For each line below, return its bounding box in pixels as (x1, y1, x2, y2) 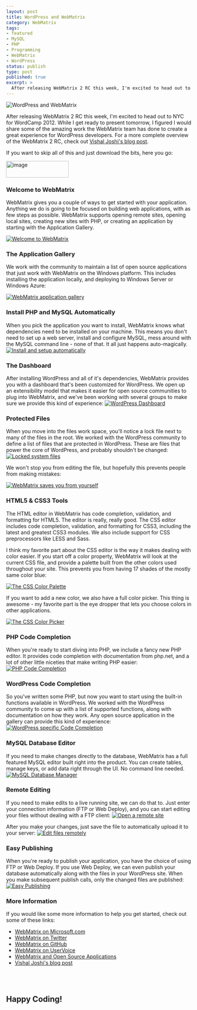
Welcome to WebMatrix (6, 185, 75, 194)
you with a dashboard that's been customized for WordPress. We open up (6, 381, 185, 388)
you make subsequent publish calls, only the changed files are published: (6, 876, 184, 883)
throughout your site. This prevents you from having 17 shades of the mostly (6, 565, 191, 572)
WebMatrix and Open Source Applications (14, 953, 116, 960)
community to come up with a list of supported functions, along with (6, 706, 172, 713)
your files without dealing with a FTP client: (6, 812, 111, 819)
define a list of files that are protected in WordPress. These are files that (6, 440, 181, 447)
